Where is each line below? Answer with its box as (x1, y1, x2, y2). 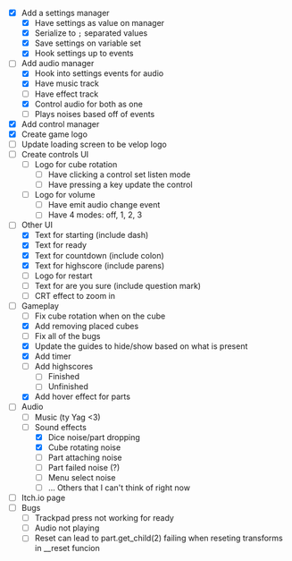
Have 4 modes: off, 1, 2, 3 (47, 209, 143, 220)
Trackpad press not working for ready (34, 513, 175, 523)
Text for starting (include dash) (34, 230, 149, 241)
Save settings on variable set (34, 38, 142, 48)
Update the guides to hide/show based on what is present (34, 341, 248, 352)
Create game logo (21, 129, 88, 140)
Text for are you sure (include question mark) (34, 280, 202, 291)
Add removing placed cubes (34, 320, 139, 331)
